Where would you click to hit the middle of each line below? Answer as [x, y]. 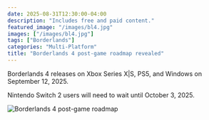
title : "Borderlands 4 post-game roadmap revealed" [86, 54]
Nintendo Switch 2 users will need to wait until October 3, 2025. [101, 95]
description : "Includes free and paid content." [81, 21]
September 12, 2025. [38, 81]
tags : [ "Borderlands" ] [41, 40]
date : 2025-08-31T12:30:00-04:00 [57, 14]
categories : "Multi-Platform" [52, 47]
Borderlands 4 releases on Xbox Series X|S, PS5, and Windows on [104, 73]
